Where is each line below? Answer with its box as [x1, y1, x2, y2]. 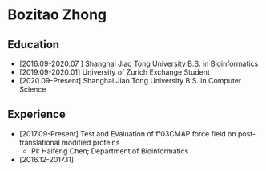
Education [7, 38, 60, 51]
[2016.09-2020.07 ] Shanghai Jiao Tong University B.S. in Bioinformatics [18, 59, 259, 68]
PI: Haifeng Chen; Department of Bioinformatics [30, 146, 189, 156]
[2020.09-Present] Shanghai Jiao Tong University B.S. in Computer [18, 76, 242, 85]
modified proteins [62, 137, 120, 147]
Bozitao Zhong [7, 6, 107, 24]
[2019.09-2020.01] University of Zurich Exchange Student [18, 67, 210, 77]
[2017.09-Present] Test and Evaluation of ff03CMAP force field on [18, 128, 237, 138]
